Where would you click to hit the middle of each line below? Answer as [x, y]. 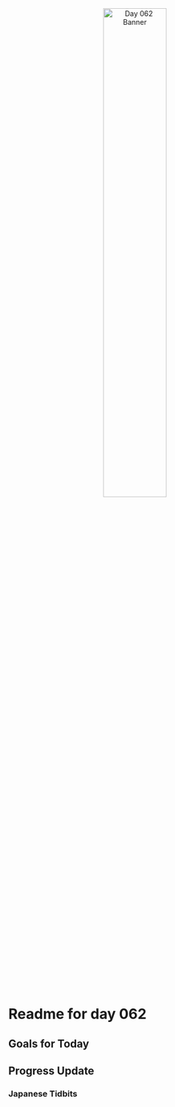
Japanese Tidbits [43, 1093]
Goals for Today [49, 1043]
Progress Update [51, 1071]
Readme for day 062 [77, 1014]
